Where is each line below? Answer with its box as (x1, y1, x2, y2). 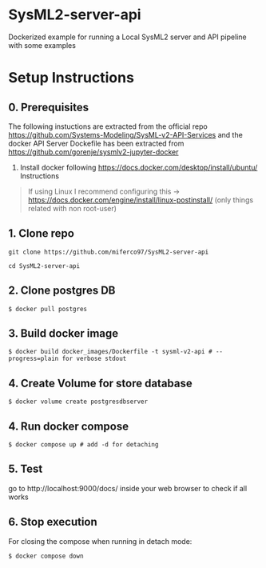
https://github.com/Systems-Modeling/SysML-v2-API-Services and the (8, 130, 244, 139)
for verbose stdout (62, 354, 127, 363)
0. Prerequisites (8, 100, 89, 114)
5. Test (8, 462, 43, 476)
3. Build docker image (8, 326, 119, 340)
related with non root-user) (27, 203, 117, 213)
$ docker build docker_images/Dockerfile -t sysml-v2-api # (8, 348, 213, 356)
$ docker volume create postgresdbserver (8, 398, 149, 406)
